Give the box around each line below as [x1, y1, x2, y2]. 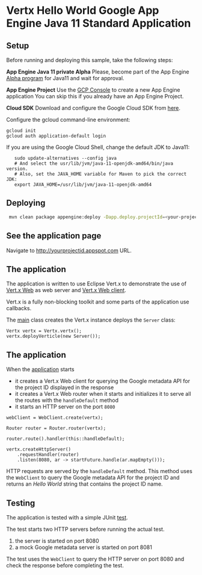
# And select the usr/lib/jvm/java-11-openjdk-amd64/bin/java [14, 160, 173, 167]
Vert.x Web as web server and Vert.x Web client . [6, 287, 126, 294]
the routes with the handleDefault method [14, 396, 119, 404]
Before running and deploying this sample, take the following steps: [6, 57, 173, 63]
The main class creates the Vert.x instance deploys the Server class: [6, 316, 176, 323]
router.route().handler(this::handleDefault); [6, 436, 125, 442]
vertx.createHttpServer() [6, 446, 71, 453]
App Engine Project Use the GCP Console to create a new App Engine [6, 86, 180, 94]
